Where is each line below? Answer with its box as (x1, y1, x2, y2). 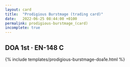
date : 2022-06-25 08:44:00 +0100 (5, 16, 77, 21)
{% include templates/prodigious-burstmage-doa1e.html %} (5, 56, 125, 62)
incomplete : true (5, 25, 40, 30)
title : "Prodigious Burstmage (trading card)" (5, 12, 104, 17)
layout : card (5, 7, 32, 12)
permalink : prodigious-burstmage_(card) (5, 21, 89, 26)
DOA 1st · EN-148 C (5, 44, 64, 52)
